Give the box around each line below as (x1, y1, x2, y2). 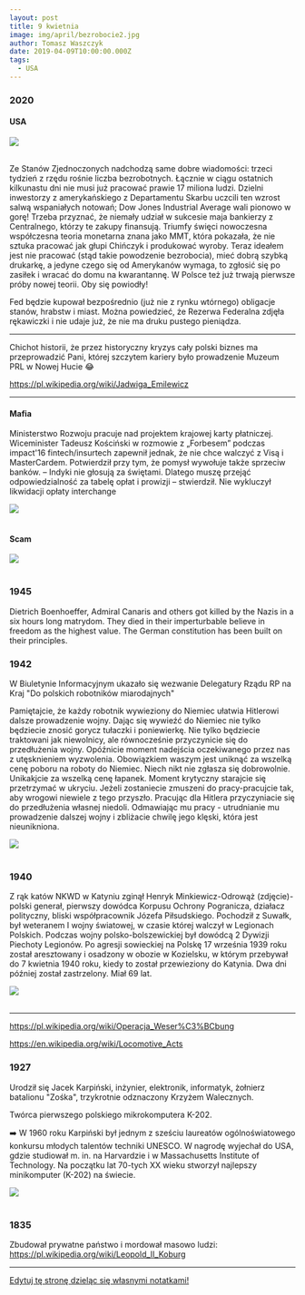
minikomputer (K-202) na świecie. (9, 1169, 136, 1180)
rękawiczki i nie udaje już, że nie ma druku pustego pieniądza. (9, 316, 241, 327)
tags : (9, 55, 30, 64)
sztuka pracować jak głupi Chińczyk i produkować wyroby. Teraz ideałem (9, 240, 284, 250)
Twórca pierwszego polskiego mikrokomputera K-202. (9, 1109, 212, 1120)
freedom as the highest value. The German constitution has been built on (9, 625, 283, 636)
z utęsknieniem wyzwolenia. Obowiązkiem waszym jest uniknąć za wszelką (9, 754, 292, 764)
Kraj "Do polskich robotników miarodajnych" (9, 688, 175, 699)
